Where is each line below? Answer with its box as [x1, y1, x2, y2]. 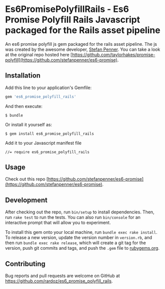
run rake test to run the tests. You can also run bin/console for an [5, 214, 141, 220]
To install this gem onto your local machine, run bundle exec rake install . [5, 229, 158, 235]
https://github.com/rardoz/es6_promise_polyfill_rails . [5, 278, 113, 284]
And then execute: [5, 103, 43, 109]
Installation [5, 71, 41, 80]
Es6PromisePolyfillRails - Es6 [5, 3, 129, 15]
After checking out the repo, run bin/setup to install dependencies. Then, [5, 209, 155, 215]
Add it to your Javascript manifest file [5, 140, 82, 146]
